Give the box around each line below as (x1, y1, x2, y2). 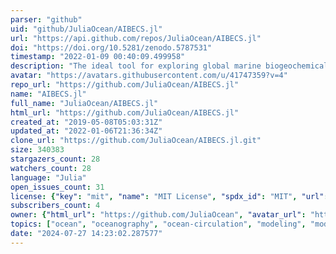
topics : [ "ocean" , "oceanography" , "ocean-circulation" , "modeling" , (10, 219, 307, 230)
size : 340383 (10, 145, 65, 155)
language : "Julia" (10, 172, 87, 183)
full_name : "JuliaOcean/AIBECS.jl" (10, 98, 159, 108)
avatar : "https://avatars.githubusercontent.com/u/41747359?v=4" (10, 71, 288, 81)
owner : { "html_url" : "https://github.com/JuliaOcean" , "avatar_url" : (10, 210, 307, 220)
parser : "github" (10, 14, 83, 25)
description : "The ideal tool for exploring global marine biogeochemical (10, 61, 329, 71)
